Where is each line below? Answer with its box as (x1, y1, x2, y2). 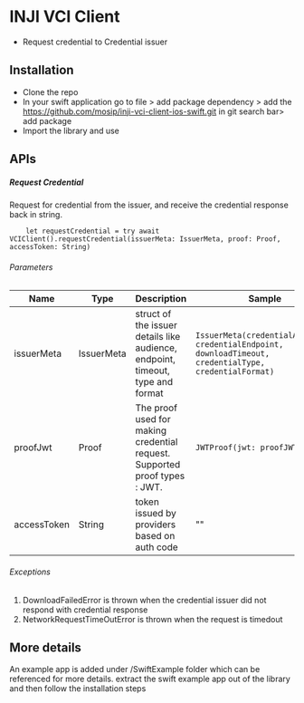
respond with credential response (22, 604, 148, 615)
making (135, 424, 167, 437)
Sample (248, 293, 282, 305)
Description (135, 293, 187, 305)
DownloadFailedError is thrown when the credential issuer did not (22, 594, 267, 605)
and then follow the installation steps (9, 683, 147, 694)
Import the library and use (22, 125, 120, 136)
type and (135, 376, 174, 389)
